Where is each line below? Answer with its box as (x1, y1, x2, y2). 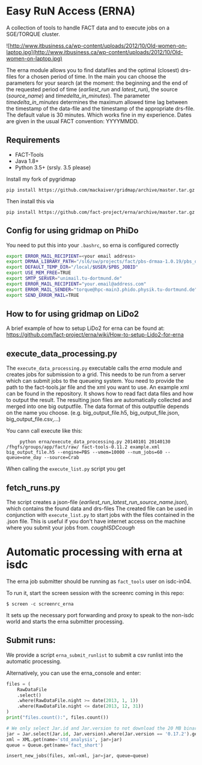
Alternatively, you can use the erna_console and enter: (6, 669, 141, 677)
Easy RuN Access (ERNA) (6, 4, 135, 18)
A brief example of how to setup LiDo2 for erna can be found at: (6, 325, 165, 332)
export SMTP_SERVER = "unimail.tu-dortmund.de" (6, 275, 122, 282)
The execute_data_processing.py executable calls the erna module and (6, 365, 182, 372)
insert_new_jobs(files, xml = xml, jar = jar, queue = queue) (6, 753, 149, 759)
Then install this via (6, 197, 54, 205)
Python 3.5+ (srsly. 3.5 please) (14, 163, 91, 171)
